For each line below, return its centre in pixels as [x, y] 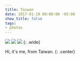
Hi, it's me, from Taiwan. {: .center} [40, 52]
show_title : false [24, 19]
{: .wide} [32, 42]
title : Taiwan [20, 10]
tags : [10, 23]
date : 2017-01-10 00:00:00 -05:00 [40, 14]
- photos [14, 28]
